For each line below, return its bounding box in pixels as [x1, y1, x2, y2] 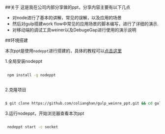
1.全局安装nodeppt [5, 58, 43, 64]
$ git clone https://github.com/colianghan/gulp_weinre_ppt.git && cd [5, 101, 153, 106]
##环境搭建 [5, 37, 28, 43]
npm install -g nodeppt [7, 73, 56, 78]
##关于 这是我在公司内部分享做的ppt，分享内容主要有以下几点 [5, 4, 131, 10]
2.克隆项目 [5, 86, 27, 92]
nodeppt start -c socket [7, 124, 58, 129]
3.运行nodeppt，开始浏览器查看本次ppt [5, 110, 84, 116]
